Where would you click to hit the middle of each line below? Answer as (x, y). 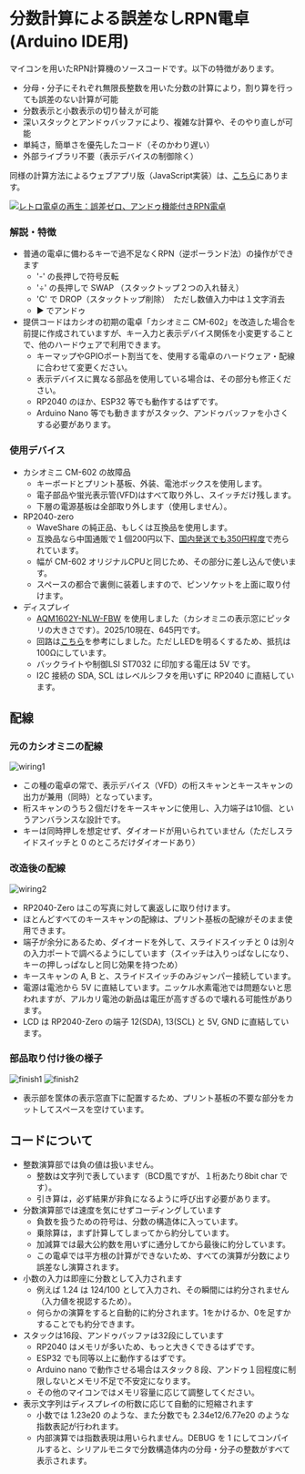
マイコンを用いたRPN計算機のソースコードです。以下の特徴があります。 (144, 68)
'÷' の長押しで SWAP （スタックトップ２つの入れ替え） (140, 288)
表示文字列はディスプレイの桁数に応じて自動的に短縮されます (138, 1403)
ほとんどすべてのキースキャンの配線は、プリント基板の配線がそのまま (153, 919)
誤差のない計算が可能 (79, 99)
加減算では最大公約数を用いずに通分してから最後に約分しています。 (163, 1244)
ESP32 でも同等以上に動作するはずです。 (113, 1357)
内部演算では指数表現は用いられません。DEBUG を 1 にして (147, 1438)
